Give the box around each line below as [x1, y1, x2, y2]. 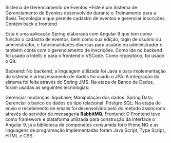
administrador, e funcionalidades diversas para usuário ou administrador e [5, 42, 163, 48]
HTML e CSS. [5, 133, 34, 138]
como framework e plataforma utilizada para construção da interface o [5, 116, 155, 122]
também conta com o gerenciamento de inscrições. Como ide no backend [5, 47, 162, 53]
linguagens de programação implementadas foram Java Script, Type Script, [5, 127, 166, 133]
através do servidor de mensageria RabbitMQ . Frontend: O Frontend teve [5, 111, 161, 117]
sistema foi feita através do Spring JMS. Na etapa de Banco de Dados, [5, 79, 155, 85]
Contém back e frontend [5, 21, 58, 27]
